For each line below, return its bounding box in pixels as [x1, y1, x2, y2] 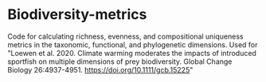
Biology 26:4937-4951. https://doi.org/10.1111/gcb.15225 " [7, 65, 194, 74]
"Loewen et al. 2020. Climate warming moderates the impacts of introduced [7, 48, 256, 58]
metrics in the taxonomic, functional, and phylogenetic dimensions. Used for [7, 39, 258, 49]
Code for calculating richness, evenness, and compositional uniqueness [7, 32, 244, 41]
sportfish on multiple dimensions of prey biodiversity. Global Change [7, 57, 233, 66]
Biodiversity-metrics [7, 6, 147, 24]
